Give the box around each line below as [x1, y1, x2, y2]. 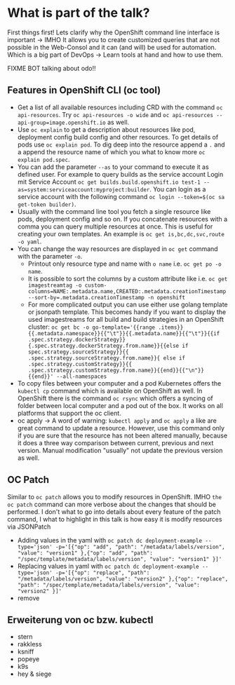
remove [17, 594, 40, 602]
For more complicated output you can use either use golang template [27, 300, 228, 308]
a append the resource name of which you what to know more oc [17, 147, 206, 156]
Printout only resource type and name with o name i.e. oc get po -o [27, 259, 222, 268]
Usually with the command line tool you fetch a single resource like [17, 207, 211, 215]
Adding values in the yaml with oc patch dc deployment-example [17, 536, 202, 544]
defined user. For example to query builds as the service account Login [17, 170, 224, 178]
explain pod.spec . [17, 155, 70, 163]
